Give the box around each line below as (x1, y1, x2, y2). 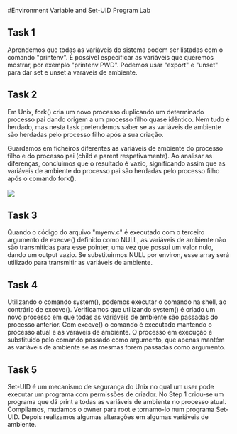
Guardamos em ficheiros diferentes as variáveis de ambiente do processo (7, 143, 224, 152)
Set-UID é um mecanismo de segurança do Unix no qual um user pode (7, 383, 214, 391)
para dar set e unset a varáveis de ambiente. (7, 67, 138, 77)
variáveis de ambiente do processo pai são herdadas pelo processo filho (7, 166, 220, 175)
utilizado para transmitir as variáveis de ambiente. (7, 259, 153, 267)
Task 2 (7, 89, 38, 101)
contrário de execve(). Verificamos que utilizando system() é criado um (7, 305, 216, 314)
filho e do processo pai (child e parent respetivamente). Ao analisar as (7, 151, 213, 160)
